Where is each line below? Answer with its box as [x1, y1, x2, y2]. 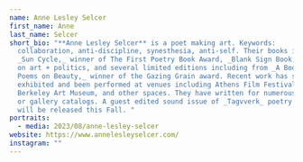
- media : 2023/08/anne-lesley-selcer [17, 122, 160, 131]
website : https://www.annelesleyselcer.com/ [9, 130, 179, 139]
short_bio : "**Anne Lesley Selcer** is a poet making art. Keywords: [9, 38, 277, 48]
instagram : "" [9, 139, 63, 148]
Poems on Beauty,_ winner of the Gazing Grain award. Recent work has [17, 72, 289, 81]
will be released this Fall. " [17, 105, 135, 114]
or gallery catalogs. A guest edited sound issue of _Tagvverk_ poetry [17, 96, 293, 106]
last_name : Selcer [9, 30, 78, 39]
